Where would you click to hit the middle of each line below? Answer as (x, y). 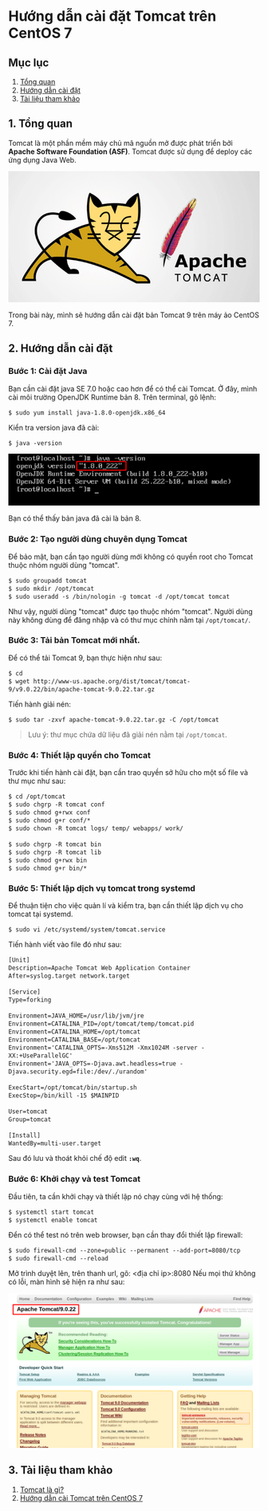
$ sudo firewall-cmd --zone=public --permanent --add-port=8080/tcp (124, 1250)
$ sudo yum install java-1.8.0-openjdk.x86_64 (87, 413)
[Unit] (19, 960)
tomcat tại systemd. (41, 914)
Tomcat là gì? (42, 1489)
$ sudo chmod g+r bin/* (48, 868)
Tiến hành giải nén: (40, 704)
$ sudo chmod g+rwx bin (48, 860)
